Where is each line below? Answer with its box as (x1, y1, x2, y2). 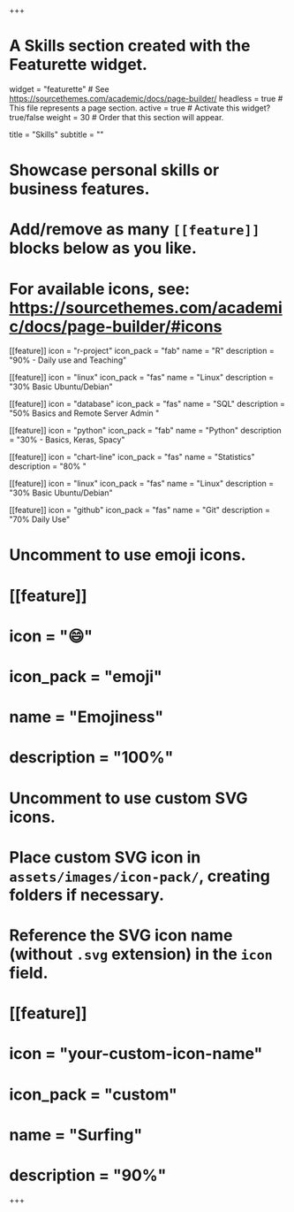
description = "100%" (9, 748, 174, 768)
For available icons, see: (9, 279, 191, 299)
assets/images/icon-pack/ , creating (9, 866, 271, 886)
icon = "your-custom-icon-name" (9, 1044, 263, 1064)
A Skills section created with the (9, 36, 251, 56)
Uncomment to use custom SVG (9, 788, 248, 808)
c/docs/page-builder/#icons (9, 316, 222, 336)
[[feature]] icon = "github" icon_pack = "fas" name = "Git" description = (9, 505, 271, 516)
